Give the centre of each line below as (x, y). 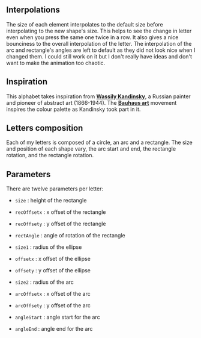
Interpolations (33, 10)
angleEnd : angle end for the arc (54, 329)
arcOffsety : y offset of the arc (53, 305)
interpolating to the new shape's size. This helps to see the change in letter (99, 31)
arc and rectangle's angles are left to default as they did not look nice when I (101, 50)
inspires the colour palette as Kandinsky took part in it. (73, 109)
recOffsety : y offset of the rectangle (60, 224)
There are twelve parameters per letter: (55, 189)
